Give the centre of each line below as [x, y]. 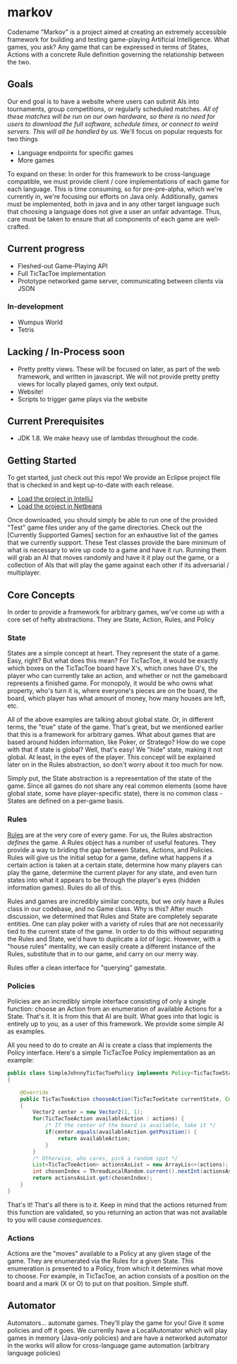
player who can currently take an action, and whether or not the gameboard [117, 676]
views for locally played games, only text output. [88, 384]
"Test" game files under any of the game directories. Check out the [105, 527]
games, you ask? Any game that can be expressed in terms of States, [108, 47]
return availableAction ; [94, 1138]
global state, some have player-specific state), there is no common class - [115, 793]
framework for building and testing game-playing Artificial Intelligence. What [119, 39]
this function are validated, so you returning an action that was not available [117, 1212]
